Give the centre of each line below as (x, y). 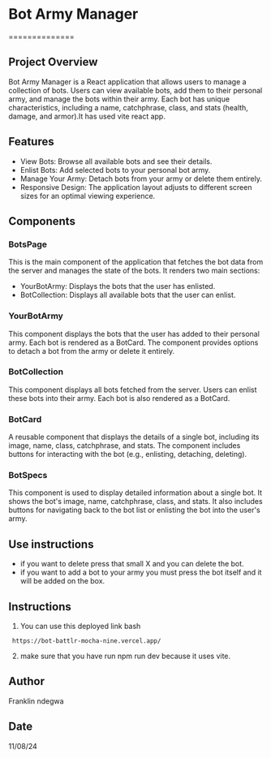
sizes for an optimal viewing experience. (88, 196)
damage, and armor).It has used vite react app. (87, 116)
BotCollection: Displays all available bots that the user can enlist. (128, 295)
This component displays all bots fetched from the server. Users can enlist (133, 390)
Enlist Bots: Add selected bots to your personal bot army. (115, 170)
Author (26, 681)
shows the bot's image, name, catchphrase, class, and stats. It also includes (135, 502)
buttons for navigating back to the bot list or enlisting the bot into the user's (135, 510)
